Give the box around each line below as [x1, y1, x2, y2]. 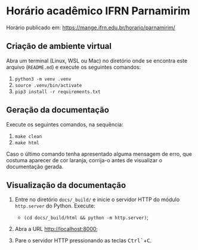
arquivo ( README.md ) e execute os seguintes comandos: [6, 63, 141, 70]
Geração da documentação [6, 105, 109, 115]
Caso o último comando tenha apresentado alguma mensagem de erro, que [6, 150, 192, 158]
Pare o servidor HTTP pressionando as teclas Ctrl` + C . [14, 237, 152, 244]
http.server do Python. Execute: [14, 202, 95, 209]
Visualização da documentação [6, 180, 126, 190]
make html [14, 140, 40, 146]
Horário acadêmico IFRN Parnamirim [6, 4, 191, 18]
